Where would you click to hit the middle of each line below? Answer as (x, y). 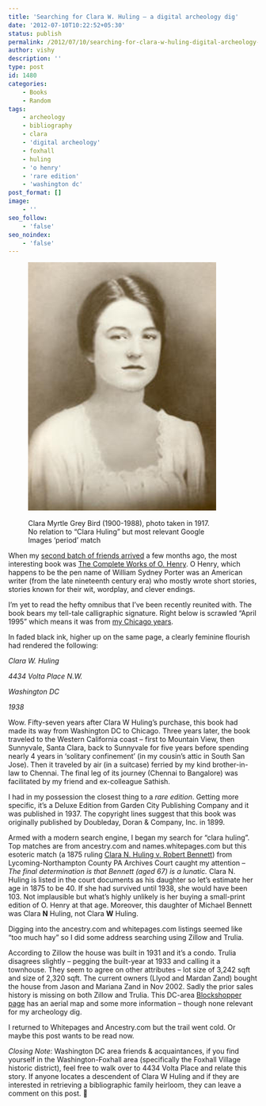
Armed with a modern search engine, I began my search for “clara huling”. (129, 837)
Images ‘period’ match (65, 540)
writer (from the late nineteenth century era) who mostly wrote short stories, (133, 581)
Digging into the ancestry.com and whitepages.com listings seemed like (125, 929)
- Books (35, 92)
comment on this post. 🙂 (48, 1093)
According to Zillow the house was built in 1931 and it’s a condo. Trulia (122, 953)
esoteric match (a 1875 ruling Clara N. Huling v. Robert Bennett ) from (120, 855)
